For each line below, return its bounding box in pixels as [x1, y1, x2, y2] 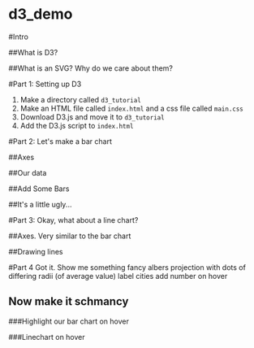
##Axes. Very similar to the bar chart [8, 231, 131, 241]
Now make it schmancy [8, 294, 129, 309]
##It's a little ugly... [8, 199, 72, 209]
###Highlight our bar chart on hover [8, 316, 130, 326]
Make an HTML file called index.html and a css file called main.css [19, 103, 243, 113]
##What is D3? [8, 47, 58, 57]
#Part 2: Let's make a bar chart [8, 136, 112, 146]
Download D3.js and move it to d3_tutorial [19, 111, 165, 122]
